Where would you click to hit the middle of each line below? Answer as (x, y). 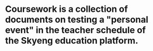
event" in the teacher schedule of (76, 30)
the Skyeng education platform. (72, 41)
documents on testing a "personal (77, 20)
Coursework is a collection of (67, 9)
